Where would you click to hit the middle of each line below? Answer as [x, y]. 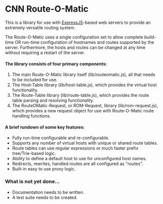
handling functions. [31, 116]
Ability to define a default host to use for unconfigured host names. [79, 159]
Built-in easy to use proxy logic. [44, 169]
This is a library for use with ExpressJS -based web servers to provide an [78, 22]
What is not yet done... [32, 182]
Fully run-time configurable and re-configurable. [61, 138]
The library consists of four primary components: [56, 64]
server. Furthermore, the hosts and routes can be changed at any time [75, 47]
